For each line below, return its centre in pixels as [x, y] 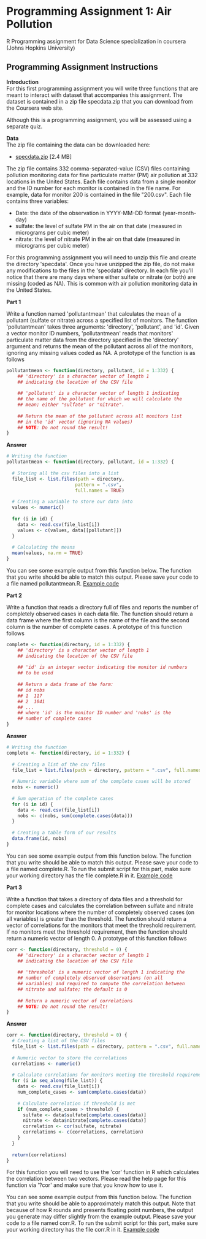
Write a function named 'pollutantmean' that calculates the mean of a [94, 313]
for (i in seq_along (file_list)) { [57, 1081]
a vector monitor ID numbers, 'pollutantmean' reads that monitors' [90, 333]
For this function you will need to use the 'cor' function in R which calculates [103, 1172]
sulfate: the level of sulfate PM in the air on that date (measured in [98, 226]
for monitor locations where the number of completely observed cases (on [101, 912]
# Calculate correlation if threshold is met [77, 1104]
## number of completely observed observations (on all [90, 978]
